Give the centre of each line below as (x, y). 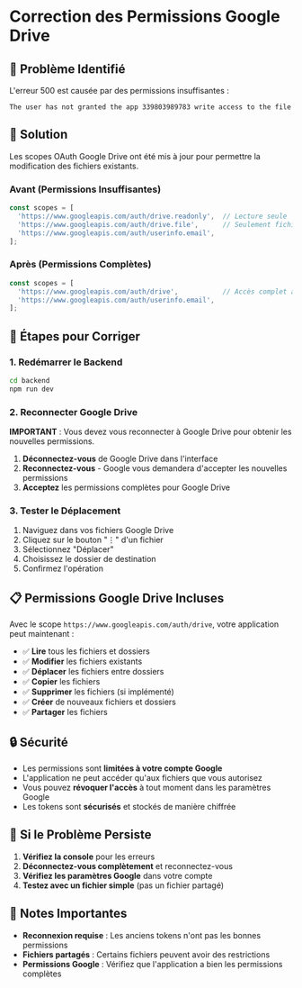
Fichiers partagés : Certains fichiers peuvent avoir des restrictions (146, 954)
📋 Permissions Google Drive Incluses (117, 598)
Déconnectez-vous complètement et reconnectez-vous (128, 866)
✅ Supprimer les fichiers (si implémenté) (98, 692)
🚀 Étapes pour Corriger (75, 336)
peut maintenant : (42, 634)
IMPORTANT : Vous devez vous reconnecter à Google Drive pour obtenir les (151, 432)
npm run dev (31, 389)
